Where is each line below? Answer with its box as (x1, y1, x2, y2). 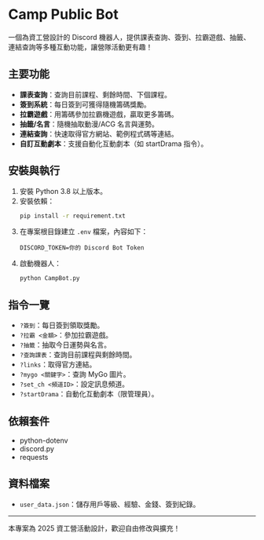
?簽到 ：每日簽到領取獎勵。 (19, 320, 104, 330)
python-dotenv (19, 436, 68, 445)
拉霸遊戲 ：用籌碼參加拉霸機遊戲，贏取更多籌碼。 (19, 109, 178, 119)
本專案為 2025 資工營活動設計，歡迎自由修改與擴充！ (8, 524, 181, 533)
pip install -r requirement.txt (19, 212, 126, 220)
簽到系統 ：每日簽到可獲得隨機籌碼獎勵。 (19, 100, 151, 109)
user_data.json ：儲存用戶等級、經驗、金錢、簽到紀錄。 (19, 499, 200, 509)
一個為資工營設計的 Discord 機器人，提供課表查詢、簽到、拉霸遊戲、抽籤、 (8, 32, 251, 42)
